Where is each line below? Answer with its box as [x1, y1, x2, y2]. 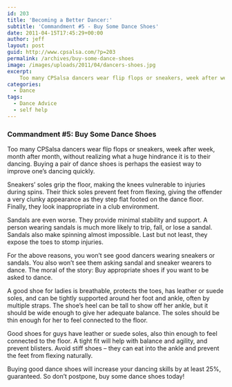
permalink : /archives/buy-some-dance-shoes [7, 55, 135, 62]
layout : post [7, 42, 45, 49]
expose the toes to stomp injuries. [7, 238, 104, 246]
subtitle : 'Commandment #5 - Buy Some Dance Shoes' [7, 23, 159, 30]
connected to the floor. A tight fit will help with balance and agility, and [7, 337, 208, 346]
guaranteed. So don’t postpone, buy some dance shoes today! [7, 372, 185, 381]
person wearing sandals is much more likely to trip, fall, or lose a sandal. [7, 223, 213, 232]
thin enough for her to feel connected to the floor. [7, 316, 148, 325]
